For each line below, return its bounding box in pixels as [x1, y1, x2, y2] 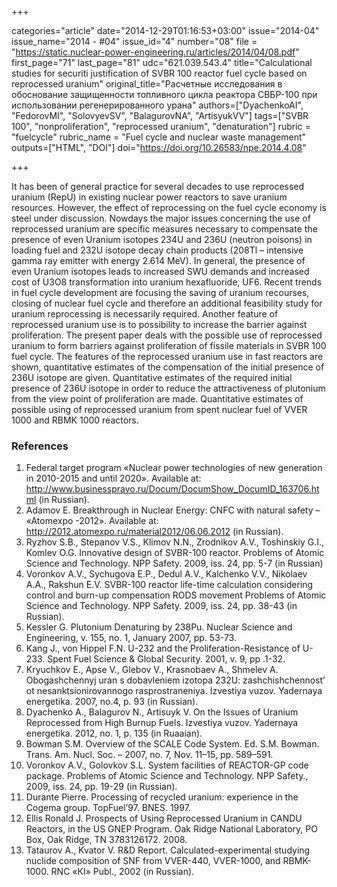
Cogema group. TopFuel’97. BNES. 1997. [25, 802, 191, 814]
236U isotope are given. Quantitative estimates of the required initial [11, 372, 293, 383]
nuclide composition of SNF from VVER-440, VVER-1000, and [25, 855, 281, 867]
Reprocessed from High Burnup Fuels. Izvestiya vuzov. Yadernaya [25, 717, 299, 729]
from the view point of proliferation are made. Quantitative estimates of [11, 393, 304, 405]
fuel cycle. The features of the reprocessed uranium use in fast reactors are [11, 351, 324, 362]
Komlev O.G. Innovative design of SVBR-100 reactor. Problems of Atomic [25, 547, 325, 559]
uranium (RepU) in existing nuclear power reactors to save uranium [11, 191, 288, 203]
